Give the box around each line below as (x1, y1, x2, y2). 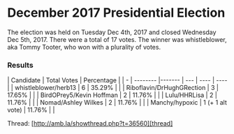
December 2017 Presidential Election (7, 5, 226, 21)
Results (7, 60, 34, 70)
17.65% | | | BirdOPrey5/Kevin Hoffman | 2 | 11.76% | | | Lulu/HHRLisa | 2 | (7, 91, 218, 99)
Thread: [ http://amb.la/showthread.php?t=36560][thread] (7, 119, 173, 128)
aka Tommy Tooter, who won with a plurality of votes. (7, 43, 161, 51)
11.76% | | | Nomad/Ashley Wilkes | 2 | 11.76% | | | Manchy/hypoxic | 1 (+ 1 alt (7, 98, 227, 107)
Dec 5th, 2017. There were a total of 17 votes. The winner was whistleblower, (7, 35, 227, 43)
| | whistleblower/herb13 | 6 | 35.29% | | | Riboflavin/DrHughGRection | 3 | (7, 84, 219, 92)
